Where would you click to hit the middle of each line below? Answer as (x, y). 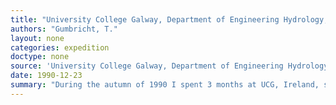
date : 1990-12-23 (46, 76)
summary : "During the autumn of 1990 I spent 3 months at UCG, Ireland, (165, 85)
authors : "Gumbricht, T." (64, 29)
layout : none (37, 38)
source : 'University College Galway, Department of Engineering (147, 66)
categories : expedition (60, 47)
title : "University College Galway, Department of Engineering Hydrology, (169, 19)
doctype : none (40, 57)
